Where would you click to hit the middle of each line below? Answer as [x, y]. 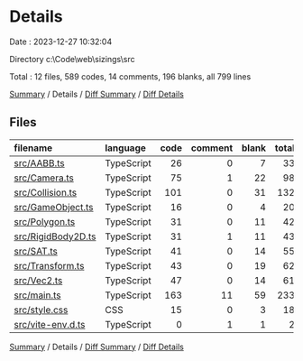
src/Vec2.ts [38, 280]
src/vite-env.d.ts [50, 324]
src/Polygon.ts [45, 221]
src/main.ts [37, 295]
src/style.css [41, 310]
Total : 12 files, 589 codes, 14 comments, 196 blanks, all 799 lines [130, 76]
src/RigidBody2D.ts [55, 236]
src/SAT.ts [36, 251]
